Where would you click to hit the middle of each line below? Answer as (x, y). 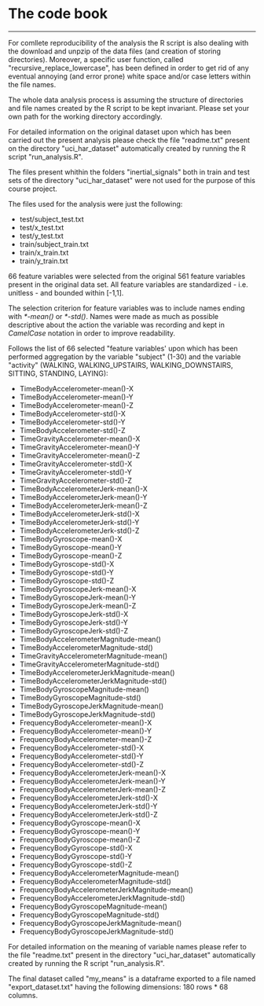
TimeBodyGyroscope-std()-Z (67, 580)
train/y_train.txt (44, 261)
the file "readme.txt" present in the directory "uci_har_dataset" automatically (132, 955)
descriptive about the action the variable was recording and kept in (117, 325)
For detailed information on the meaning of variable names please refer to (128, 946)
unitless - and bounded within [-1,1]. (66, 292)
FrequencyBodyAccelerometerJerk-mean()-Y (93, 781)
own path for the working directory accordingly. (85, 116)
